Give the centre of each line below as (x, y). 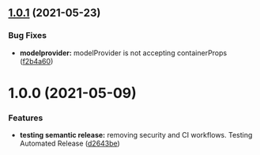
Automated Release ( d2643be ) (70, 144)
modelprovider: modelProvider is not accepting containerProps (123, 53)
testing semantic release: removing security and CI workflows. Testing (136, 135)
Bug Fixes (28, 36)
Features (26, 118)
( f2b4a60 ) (36, 61)
